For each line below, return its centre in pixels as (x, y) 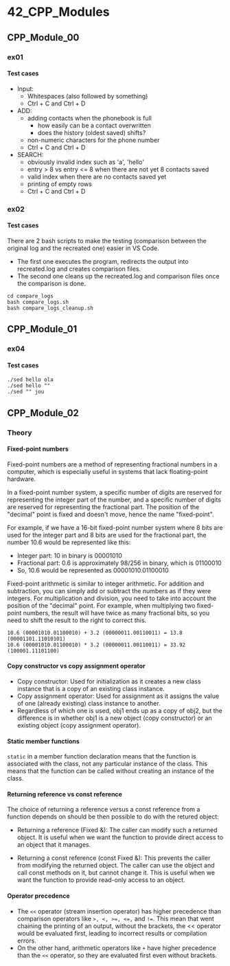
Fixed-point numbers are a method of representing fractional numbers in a (112, 464)
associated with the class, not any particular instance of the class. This (107, 764)
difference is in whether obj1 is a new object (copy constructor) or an (114, 718)
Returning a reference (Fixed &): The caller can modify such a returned (117, 830)
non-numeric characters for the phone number (93, 140)
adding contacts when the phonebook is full (90, 118)
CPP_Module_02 (43, 413)
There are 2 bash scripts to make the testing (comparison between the (107, 240)
